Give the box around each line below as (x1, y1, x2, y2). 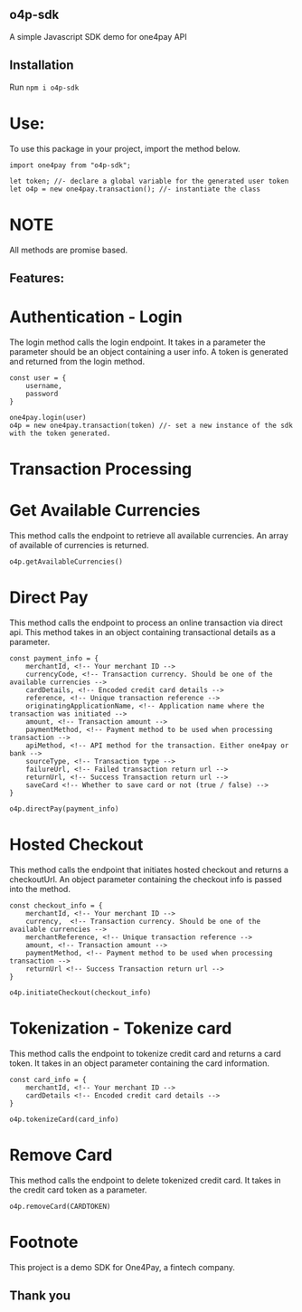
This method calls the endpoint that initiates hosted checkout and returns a (9, 864, 289, 875)
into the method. (9, 883, 71, 894)
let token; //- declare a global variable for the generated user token (9, 176, 289, 185)
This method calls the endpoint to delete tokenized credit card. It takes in (9, 1174, 282, 1185)
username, (25, 381, 63, 390)
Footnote (9, 1231, 79, 1252)
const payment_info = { (9, 653, 99, 663)
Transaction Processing (9, 459, 193, 480)
